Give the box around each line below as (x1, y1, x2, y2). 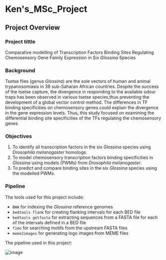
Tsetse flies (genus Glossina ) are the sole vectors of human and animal (5, 78, 151, 84)
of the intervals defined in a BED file (12, 219, 86, 225)
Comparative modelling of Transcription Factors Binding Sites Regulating (5, 49, 154, 55)
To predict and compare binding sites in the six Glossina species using (12, 165, 158, 171)
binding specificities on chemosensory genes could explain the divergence (5, 105, 159, 111)
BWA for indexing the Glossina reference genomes (12, 203, 113, 209)
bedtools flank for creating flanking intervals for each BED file (12, 209, 141, 215)
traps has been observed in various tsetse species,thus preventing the (5, 94, 150, 100)
